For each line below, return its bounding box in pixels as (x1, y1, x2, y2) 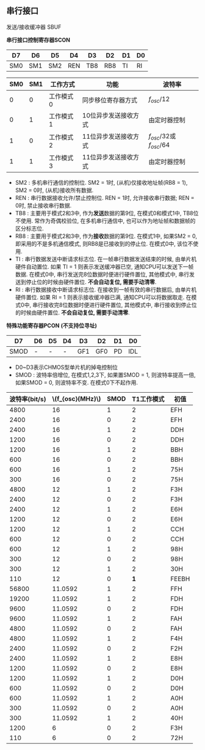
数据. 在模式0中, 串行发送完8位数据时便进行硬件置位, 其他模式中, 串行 (15, 271, 190, 278)
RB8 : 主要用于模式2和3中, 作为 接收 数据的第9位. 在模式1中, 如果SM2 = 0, (15, 232, 197, 240)
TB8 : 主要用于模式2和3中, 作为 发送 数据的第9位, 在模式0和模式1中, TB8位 (15, 210, 199, 217)
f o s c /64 (148, 141, 170, 150)
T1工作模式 (132, 395, 165, 404)
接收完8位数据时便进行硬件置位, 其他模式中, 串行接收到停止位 (43, 302, 197, 309)
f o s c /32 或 (148, 132, 176, 141)
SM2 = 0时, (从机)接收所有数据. (15, 187, 94, 194)
